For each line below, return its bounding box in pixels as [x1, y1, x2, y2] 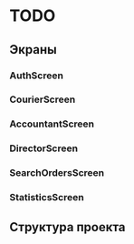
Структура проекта [9, 219, 126, 235]
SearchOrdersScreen [9, 167, 105, 179]
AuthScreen [9, 69, 63, 82]
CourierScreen [9, 93, 76, 106]
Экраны [9, 42, 57, 57]
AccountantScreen [9, 117, 95, 130]
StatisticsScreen [9, 191, 84, 204]
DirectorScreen [9, 142, 79, 155]
